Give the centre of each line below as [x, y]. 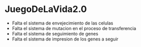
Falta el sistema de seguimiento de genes [55, 33]
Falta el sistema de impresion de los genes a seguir [65, 39]
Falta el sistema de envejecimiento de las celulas [63, 23]
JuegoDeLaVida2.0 [46, 9]
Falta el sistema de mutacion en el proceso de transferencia [74, 28]
